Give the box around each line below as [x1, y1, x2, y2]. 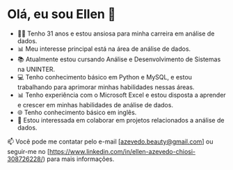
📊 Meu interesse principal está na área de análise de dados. [17, 45, 191, 53]
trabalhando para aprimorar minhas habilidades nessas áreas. [17, 83, 195, 91]
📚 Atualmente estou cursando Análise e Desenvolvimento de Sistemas [17, 55, 221, 63]
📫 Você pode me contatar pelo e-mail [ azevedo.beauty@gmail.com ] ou [7, 137, 214, 146]
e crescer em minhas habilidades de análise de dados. [17, 100, 174, 109]
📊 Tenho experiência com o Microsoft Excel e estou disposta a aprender [17, 91, 226, 99]
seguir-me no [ [7, 147, 50, 155]
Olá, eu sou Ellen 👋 [7, 6, 116, 22]
